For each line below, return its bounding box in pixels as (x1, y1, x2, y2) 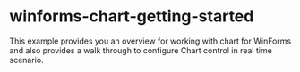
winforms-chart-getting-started (9, 6, 254, 27)
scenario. (9, 54, 44, 65)
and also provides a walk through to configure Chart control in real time (9, 44, 273, 55)
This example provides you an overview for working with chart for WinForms (9, 36, 292, 46)
